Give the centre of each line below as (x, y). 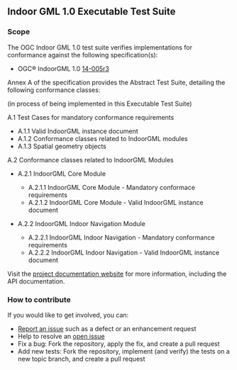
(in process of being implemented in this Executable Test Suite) (100, 103)
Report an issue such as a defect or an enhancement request (107, 328)
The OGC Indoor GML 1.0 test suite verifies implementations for (100, 47)
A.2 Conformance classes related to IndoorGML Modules (90, 159)
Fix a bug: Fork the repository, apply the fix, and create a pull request (118, 344)
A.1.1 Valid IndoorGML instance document (78, 131)
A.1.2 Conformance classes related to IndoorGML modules (103, 138)
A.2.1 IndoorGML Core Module (62, 174)
